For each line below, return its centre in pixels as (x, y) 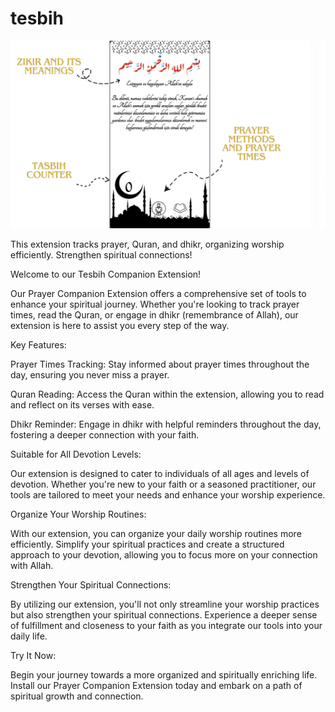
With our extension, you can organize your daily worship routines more (156, 533)
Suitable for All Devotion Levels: (76, 454)
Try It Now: (33, 655)
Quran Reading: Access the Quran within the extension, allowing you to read (167, 394)
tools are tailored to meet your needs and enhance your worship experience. (168, 494)
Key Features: (38, 344)
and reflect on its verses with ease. (82, 404)
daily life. (29, 636)
